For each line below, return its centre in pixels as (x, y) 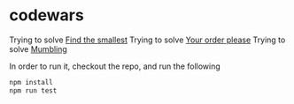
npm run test (33, 90)
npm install (31, 82)
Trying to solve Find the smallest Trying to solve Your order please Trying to (147, 40)
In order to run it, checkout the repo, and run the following (115, 66)
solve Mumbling (39, 48)
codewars (46, 15)
